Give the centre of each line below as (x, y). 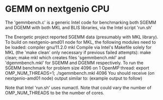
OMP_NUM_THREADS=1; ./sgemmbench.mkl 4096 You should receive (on (80, 73)
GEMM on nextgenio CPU (57, 9)
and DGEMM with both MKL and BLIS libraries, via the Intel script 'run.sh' (79, 27)
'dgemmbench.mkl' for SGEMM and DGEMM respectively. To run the (74, 63)
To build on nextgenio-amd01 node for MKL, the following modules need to (81, 42)
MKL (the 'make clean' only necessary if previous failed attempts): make (78, 52)
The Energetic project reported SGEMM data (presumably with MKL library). (81, 37)
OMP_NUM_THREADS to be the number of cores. (55, 93)
